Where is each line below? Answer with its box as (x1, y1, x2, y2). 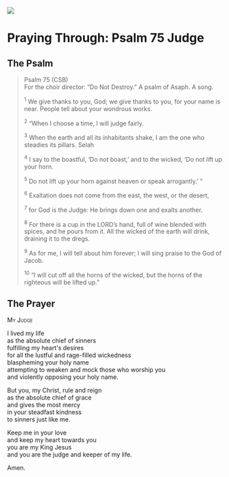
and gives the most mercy (7, 401, 81, 409)
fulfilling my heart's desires (7, 344, 84, 352)
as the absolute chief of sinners (7, 337, 97, 345)
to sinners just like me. (7, 415, 71, 424)
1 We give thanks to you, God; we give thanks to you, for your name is (23, 96, 221, 106)
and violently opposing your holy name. (7, 373, 119, 381)
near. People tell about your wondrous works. (23, 104, 153, 112)
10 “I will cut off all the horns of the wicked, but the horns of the (23, 269, 203, 279)
